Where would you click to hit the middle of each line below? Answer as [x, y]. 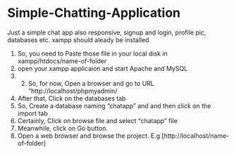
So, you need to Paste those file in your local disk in [92, 53]
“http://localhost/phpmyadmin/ [73, 91]
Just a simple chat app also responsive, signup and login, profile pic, [107, 32]
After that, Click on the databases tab [72, 98]
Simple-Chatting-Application [94, 13]
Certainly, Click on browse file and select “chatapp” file [98, 120]
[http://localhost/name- [195, 136]
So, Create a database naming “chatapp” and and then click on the [114, 105]
